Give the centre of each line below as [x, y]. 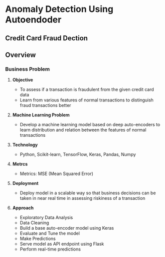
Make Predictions [38, 239]
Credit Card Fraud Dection [47, 38]
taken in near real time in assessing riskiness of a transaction [82, 198]
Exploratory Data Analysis [46, 218]
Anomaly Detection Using [59, 9]
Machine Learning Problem [41, 115]
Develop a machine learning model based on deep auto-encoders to [90, 125]
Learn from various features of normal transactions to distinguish [86, 100]
